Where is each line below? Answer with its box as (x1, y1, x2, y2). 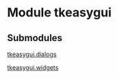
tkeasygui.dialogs (7, 50, 57, 58)
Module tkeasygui (7, 5, 112, 21)
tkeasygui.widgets (7, 64, 59, 71)
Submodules (7, 32, 63, 44)
